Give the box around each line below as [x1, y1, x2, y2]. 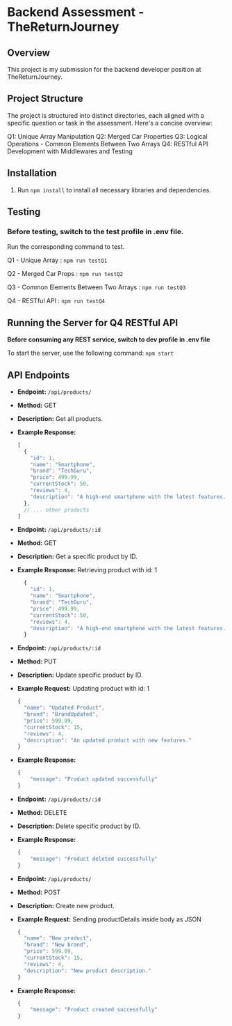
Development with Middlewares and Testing [7, 147, 133, 155]
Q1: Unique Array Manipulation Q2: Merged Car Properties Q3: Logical [7, 132, 208, 140]
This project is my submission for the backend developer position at [7, 66, 201, 73]
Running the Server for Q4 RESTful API [7, 316, 179, 328]
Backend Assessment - [7, 4, 144, 20]
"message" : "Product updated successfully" [30, 776, 158, 783]
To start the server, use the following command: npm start [7, 349, 174, 358]
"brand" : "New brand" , [24, 942, 90, 949]
